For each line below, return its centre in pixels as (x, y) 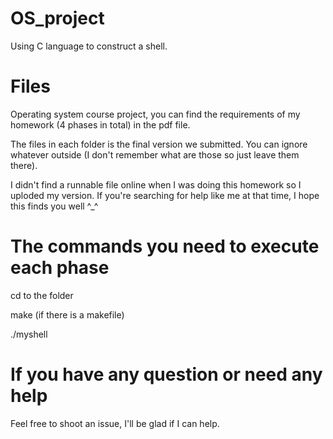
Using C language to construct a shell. (89, 46)
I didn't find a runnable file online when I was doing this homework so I (156, 184)
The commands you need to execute (165, 246)
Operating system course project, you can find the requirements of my (155, 114)
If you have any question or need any (166, 374)
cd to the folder (42, 295)
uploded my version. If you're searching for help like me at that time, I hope (165, 195)
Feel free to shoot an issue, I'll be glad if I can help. (115, 423)
